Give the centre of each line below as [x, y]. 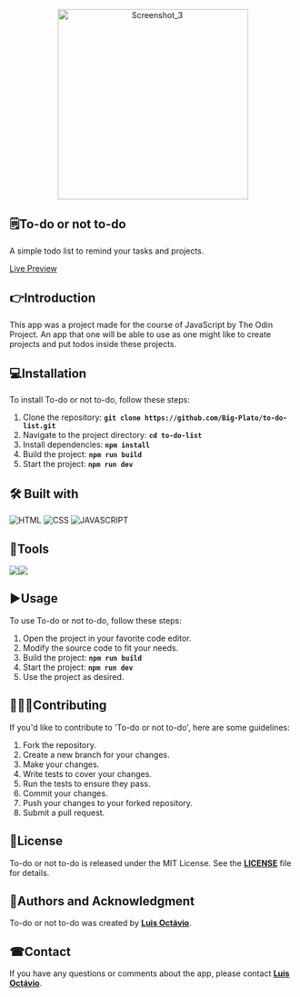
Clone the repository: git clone [81, 417]
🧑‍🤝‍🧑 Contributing [58, 706]
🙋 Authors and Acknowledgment [102, 901]
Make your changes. [61, 764]
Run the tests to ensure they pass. [86, 783]
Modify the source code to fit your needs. [100, 648]
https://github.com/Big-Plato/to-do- [216, 418]
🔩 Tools [30, 548]
